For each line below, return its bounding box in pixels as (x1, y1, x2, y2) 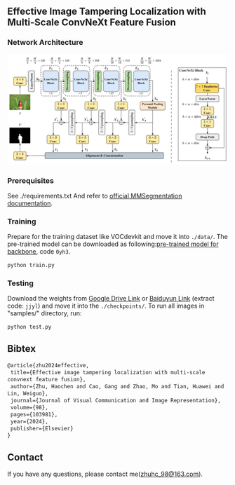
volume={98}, (10, 404, 49, 411)
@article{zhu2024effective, (7, 362, 90, 369)
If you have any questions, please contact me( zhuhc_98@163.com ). (7, 470, 203, 479)
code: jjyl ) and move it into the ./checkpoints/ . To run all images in (7, 301, 205, 310)
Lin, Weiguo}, (7, 390, 49, 397)
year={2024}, (10, 418, 49, 425)
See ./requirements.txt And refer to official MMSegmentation (7, 191, 182, 200)
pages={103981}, (10, 411, 58, 418)
